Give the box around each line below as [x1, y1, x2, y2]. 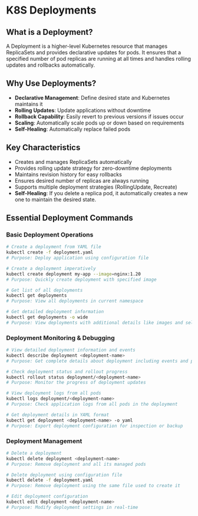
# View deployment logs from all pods [6, 390, 101, 396]
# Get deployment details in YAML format [6, 412, 110, 418]
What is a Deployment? [6, 27, 93, 37]
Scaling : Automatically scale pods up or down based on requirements [14, 119, 184, 126]
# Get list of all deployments [6, 287, 83, 293]
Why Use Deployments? [6, 78, 97, 88]
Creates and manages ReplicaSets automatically [14, 158, 133, 165]
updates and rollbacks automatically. [6, 61, 95, 68]
